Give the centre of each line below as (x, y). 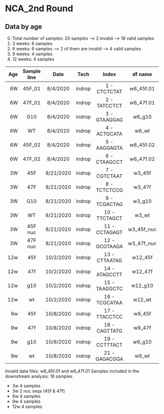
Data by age (24, 27)
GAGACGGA (109, 359)
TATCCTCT (109, 106)
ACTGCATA (110, 134)
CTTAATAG (110, 261)
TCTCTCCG (109, 190)
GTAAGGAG (109, 120)
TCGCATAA (109, 303)
